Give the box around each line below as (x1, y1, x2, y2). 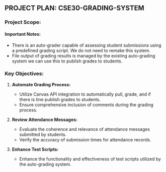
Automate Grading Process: (11, 81, 71, 87)
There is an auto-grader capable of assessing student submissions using (11, 42, 162, 48)
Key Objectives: (4, 70, 44, 77)
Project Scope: (4, 19, 41, 26)
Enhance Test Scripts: (11, 146, 59, 152)
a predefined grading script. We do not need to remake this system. (11, 47, 151, 54)
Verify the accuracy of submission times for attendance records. (19, 136, 152, 143)
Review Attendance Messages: (11, 116, 78, 122)
